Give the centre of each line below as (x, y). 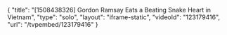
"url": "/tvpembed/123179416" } (53, 24)
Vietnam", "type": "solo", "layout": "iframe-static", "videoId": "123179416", (113, 17)
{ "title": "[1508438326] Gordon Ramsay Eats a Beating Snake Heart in (109, 10)
